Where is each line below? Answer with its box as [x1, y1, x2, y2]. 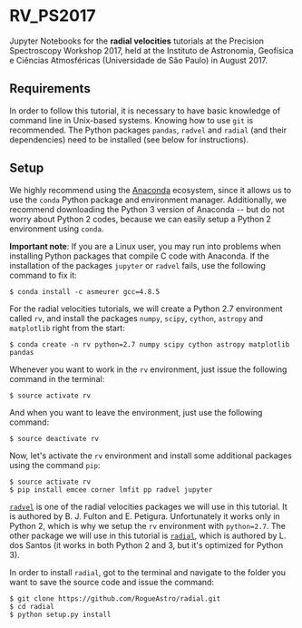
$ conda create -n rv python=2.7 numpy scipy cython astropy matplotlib [9, 339, 290, 349]
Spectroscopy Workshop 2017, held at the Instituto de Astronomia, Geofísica [9, 44, 294, 55]
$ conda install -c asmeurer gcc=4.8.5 [9, 287, 161, 296]
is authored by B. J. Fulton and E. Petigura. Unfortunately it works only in [9, 510, 281, 522]
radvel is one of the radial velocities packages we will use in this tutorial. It [9, 501, 287, 512]
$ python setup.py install [9, 610, 112, 619]
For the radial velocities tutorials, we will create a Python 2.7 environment [9, 303, 283, 314]
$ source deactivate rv [9, 434, 100, 443]
